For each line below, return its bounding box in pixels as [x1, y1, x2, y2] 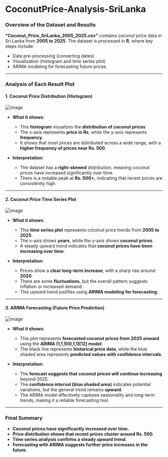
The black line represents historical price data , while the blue [19, 346, 147, 352]
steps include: [5, 43, 34, 49]
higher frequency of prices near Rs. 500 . [19, 145, 106, 151]
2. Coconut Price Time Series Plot [5, 196, 76, 202]
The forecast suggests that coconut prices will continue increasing [19, 371, 162, 377]
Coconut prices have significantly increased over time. [12, 426, 129, 432]
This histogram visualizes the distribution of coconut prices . [19, 123, 147, 129]
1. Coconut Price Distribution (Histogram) [5, 93, 92, 99]
